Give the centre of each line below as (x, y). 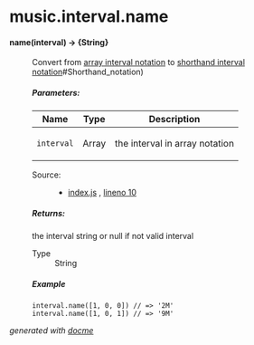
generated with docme (52, 331)
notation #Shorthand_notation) (88, 72)
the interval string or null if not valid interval (113, 236)
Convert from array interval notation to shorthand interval (139, 62)
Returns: (49, 213)
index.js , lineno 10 (102, 193)
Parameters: (56, 92)
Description (174, 120)
